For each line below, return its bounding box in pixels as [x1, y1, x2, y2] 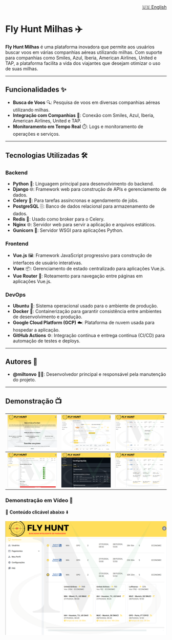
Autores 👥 [5, 357, 38, 366]
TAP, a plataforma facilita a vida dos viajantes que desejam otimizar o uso [5, 60, 161, 66]
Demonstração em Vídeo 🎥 [5, 497, 73, 504]
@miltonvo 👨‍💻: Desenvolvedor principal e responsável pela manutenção [12, 371, 166, 377]
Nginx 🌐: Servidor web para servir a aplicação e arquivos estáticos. [12, 222, 156, 228]
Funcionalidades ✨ [5, 85, 67, 94]
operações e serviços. [12, 131, 60, 137]
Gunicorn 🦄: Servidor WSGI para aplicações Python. [12, 227, 124, 233]
